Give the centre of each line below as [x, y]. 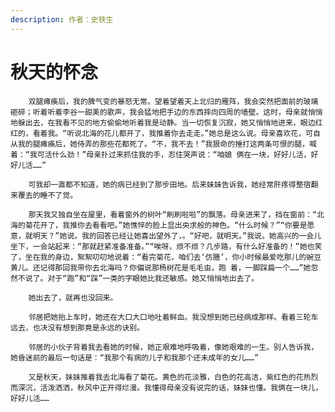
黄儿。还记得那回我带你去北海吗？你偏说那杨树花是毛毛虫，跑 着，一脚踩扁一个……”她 [161, 267]
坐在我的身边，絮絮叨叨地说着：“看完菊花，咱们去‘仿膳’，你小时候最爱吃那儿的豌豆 [173, 257]
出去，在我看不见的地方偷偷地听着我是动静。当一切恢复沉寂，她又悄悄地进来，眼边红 [173, 122]
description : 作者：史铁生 [62, 19]
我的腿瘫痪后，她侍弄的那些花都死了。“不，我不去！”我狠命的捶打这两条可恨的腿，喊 [167, 144]
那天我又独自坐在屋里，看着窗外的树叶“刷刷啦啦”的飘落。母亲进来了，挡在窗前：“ [173, 214]
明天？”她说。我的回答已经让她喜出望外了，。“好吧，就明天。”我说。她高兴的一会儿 [177, 236]
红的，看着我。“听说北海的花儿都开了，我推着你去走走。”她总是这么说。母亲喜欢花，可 [161, 133]
